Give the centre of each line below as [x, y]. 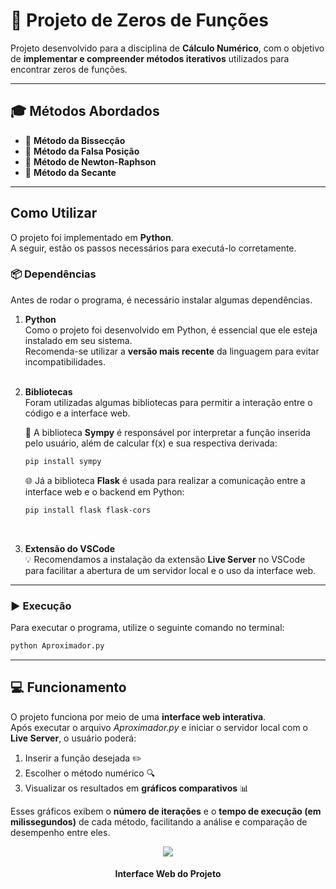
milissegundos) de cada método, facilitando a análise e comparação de [159, 821]
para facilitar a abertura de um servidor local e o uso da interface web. [170, 570]
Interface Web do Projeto [168, 874]
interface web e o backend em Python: [104, 491]
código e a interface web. [77, 413]
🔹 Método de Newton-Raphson [90, 161]
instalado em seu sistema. [78, 340]
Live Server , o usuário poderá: [73, 738]
